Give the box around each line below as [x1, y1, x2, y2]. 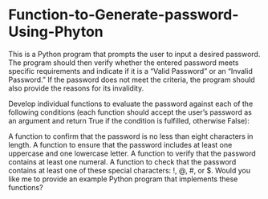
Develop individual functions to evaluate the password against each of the [8, 99, 254, 108]
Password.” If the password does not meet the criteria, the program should [8, 75, 255, 84]
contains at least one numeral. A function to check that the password [8, 156, 237, 166]
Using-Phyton [8, 22, 104, 41]
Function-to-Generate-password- [8, 6, 239, 24]
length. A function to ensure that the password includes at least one [8, 140, 233, 149]
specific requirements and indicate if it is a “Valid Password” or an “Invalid [8, 66, 253, 75]
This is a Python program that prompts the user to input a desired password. [8, 49, 261, 59]
